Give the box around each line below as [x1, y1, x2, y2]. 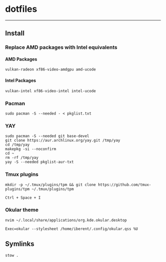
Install [5, 29, 25, 37]
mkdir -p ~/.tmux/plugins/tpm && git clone [5, 182, 96, 187]
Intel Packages [5, 77, 36, 83]
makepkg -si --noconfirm [5, 147, 56, 151]
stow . [5, 253, 19, 258]
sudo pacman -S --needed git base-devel [5, 134, 90, 139]
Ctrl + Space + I [5, 195, 41, 200]
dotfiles [5, 3, 38, 15]
